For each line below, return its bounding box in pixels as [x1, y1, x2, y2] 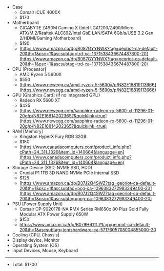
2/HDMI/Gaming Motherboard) [19, 35, 82, 41]
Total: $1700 [12, 262, 38, 267]
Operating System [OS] [12, 242, 60, 248]
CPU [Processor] [12, 66, 46, 72]
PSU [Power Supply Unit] [12, 201, 63, 207]
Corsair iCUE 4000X [19, 9, 61, 15]
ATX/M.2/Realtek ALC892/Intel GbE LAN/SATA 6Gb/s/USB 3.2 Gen [19, 30, 154, 36]
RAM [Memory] [12, 129, 43, 134]
